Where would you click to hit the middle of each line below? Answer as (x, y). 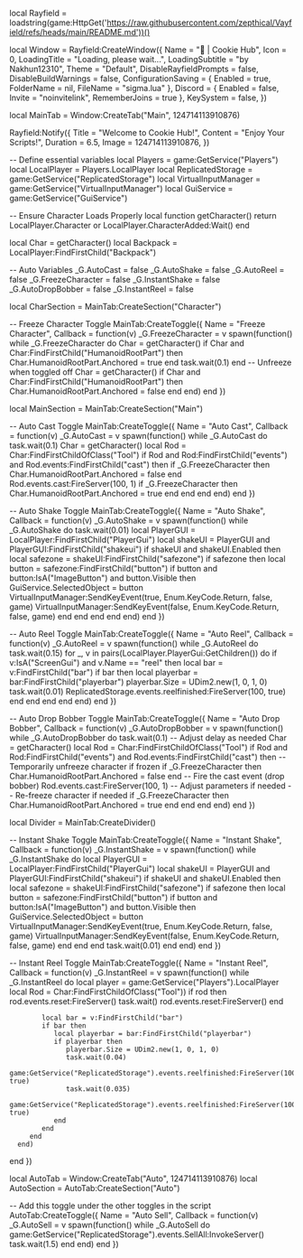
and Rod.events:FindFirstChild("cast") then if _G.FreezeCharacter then (140, 465)
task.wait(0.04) (96, 1058)
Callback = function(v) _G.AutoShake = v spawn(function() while (129, 520)
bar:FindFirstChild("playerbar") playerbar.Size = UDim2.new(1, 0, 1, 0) (138, 682)
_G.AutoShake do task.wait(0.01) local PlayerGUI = (103, 530)
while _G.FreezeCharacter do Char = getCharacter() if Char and (127, 343)
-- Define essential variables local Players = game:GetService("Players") (144, 160)
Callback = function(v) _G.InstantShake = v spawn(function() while (133, 849)
